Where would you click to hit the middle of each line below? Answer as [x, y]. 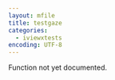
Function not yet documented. [58, 67]
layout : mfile [32, 15]
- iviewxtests [39, 38]
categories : [28, 30]
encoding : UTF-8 [35, 45]
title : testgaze [35, 23]
